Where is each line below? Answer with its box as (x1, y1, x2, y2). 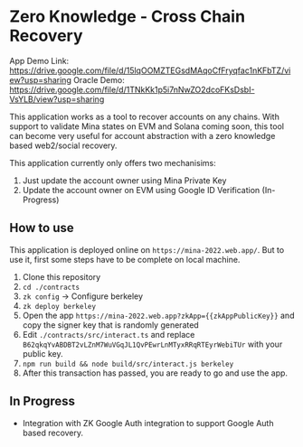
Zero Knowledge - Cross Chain (9, 6, 246, 27)
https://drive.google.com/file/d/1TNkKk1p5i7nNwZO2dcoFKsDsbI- (9, 84, 255, 95)
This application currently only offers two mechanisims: (9, 157, 216, 168)
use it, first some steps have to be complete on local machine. (9, 254, 241, 265)
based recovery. (22, 427, 84, 438)
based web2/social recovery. (9, 140, 118, 151)
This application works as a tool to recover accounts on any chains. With (9, 111, 280, 122)
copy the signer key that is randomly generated (22, 319, 199, 331)
